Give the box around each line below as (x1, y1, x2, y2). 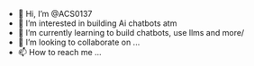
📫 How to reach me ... (17, 47, 102, 57)
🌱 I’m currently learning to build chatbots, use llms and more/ (17, 28, 245, 37)
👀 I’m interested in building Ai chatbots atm (17, 18, 177, 29)
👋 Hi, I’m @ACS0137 (17, 9, 93, 19)
